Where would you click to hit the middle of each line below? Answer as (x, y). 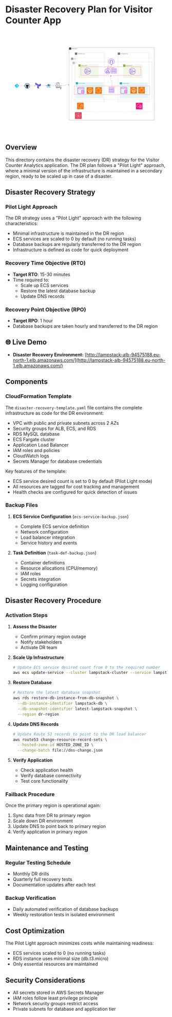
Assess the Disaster (35, 626)
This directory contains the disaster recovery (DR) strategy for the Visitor (82, 160)
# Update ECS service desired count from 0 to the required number (86, 667)
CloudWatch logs (31, 456)
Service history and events (49, 542)
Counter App (33, 20)
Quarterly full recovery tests (42, 879)
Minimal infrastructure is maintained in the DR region (68, 233)
